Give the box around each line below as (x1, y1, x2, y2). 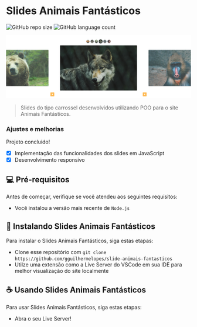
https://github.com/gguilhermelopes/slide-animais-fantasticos (14, 256, 173, 262)
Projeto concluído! (6, 138, 50, 145)
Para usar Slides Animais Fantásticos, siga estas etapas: (6, 303, 142, 311)
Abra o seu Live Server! (14, 315, 72, 322)
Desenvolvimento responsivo (14, 156, 85, 163)
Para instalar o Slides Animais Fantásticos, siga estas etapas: (6, 237, 154, 244)
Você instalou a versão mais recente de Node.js (14, 204, 130, 211)
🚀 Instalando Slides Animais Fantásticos (6, 222, 155, 232)
